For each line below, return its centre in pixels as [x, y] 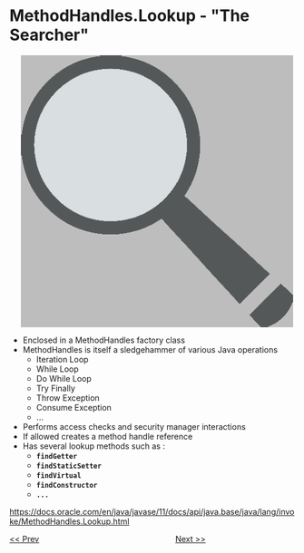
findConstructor [67, 485]
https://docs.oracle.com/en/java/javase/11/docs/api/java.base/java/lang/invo [152, 511]
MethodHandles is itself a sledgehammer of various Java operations [150, 349]
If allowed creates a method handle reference [108, 436]
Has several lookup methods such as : [94, 446]
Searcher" [49, 35]
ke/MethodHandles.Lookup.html [69, 521]
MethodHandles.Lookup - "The [130, 16]
